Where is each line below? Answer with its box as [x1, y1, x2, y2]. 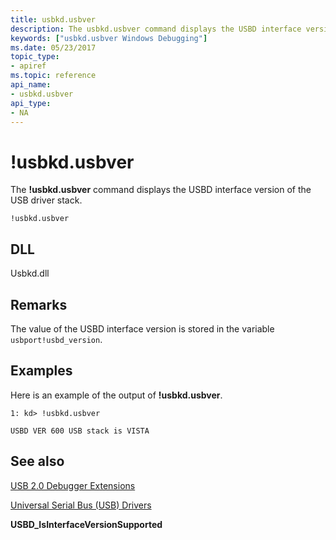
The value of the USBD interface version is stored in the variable [10, 322, 275, 335]
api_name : [10, 80, 52, 90]
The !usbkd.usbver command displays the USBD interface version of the [10, 184, 312, 196]
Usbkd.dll [10, 267, 50, 280]
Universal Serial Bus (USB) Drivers [10, 499, 152, 511]
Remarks [10, 296, 68, 313]
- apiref [10, 61, 47, 71]
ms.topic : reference [10, 71, 97, 81]
